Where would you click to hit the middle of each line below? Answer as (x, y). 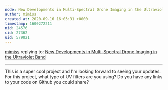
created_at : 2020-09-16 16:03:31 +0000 (47, 19)
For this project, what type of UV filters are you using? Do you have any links (84, 77)
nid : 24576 (16, 28)
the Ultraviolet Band (26, 57)
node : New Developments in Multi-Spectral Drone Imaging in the (73, 10)
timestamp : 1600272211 (29, 24)
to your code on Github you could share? (47, 82)
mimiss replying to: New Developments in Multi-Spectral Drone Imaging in (81, 52)
